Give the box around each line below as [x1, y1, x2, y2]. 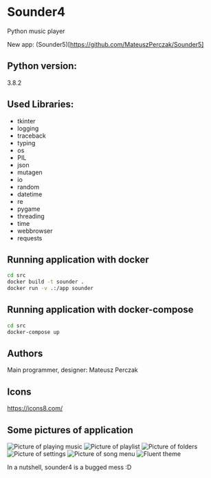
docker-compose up [7, 329, 60, 335]
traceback [16, 132, 46, 140]
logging [16, 124, 39, 132]
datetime [16, 190, 43, 198]
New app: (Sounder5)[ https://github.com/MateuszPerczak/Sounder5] [7, 40, 204, 48]
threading [16, 211, 45, 220]
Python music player [7, 27, 65, 35]
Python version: [7, 60, 78, 72]
